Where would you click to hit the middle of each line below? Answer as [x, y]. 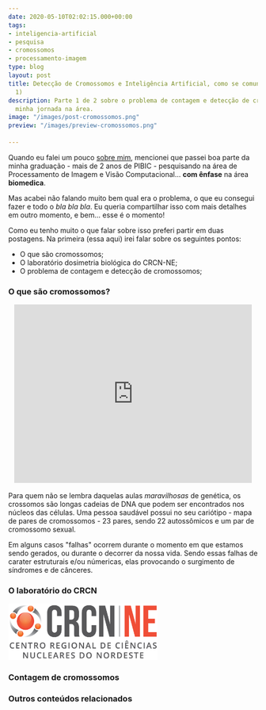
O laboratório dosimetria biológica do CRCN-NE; [99, 263]
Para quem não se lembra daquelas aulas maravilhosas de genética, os [125, 496]
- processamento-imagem [47, 59]
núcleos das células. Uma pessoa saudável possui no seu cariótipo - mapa [130, 512]
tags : [17, 25]
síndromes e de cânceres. [51, 570]
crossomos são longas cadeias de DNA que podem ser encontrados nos [127, 505]
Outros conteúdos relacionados [70, 699]
